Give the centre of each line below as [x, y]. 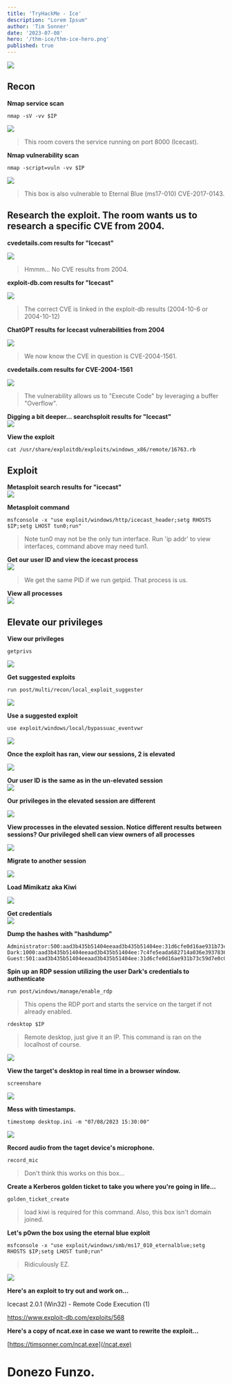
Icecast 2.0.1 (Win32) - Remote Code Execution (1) [79, 1304]
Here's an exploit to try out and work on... [68, 1291]
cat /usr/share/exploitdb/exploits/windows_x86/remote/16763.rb [101, 449]
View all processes [35, 593]
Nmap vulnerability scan [43, 155]
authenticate [26, 979]
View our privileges [36, 639]
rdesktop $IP [26, 1025]
